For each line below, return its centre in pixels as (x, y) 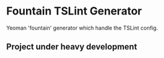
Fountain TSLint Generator (74, 11)
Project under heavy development (72, 47)
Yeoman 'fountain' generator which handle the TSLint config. (82, 28)
